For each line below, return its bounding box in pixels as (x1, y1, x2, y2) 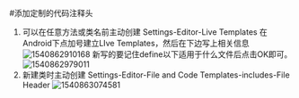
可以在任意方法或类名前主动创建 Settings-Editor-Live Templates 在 (22, 27, 268, 37)
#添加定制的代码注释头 (9, 8, 93, 18)
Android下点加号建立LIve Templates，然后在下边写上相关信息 (22, 38, 250, 48)
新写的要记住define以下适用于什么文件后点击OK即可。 (92, 49, 293, 60)
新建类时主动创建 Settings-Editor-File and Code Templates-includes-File (22, 69, 290, 80)
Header (22, 79, 51, 90)
